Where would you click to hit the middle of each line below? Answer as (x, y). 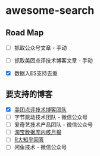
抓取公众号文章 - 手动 (40, 48)
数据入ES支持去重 (36, 73)
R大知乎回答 (29, 140)
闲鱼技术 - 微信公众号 (40, 147)
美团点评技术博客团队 (40, 109)
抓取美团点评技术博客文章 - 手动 (54, 61)
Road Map (25, 33)
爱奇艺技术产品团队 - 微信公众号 (54, 125)
